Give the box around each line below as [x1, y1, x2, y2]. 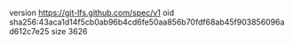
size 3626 [51, 26, 88, 36]
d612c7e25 [9, 26, 50, 36]
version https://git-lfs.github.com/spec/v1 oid [9, 8, 175, 18]
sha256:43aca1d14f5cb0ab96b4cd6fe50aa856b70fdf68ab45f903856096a [9, 17, 285, 27]
